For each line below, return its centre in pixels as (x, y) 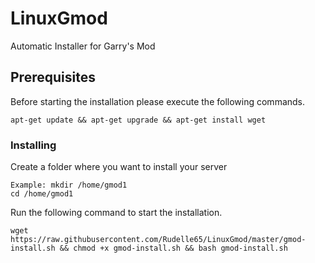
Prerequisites (53, 77)
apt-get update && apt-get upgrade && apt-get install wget (138, 120)
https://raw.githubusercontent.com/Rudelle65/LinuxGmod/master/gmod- (158, 240)
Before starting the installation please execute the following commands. (158, 101)
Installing (33, 145)
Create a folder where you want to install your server (119, 167)
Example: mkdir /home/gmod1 (69, 185)
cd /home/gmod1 (42, 194)
